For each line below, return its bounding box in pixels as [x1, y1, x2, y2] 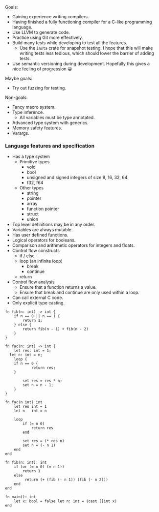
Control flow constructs [12, 248, 60, 254]
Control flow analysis [12, 279, 55, 285]
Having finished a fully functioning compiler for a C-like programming [12, 19, 152, 25]
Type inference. [12, 109, 44, 115]
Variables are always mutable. [12, 227, 73, 233]
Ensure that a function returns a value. [19, 284, 97, 290]
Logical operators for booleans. [12, 237, 76, 243]
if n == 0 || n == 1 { [14, 314, 60, 319]
